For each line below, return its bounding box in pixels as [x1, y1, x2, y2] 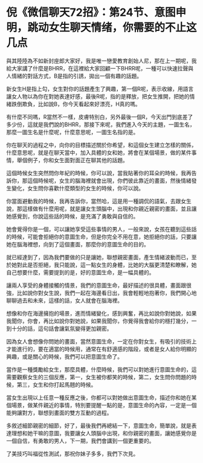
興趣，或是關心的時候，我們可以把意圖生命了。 [6, 353, 123, 360]
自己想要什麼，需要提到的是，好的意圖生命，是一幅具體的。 [6, 268, 155, 276]
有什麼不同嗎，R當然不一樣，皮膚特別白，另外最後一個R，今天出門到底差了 [6, 113, 193, 120]
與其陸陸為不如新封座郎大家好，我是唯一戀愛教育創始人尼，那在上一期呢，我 [6, 57, 197, 64]
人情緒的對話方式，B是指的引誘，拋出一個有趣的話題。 [6, 72, 143, 79]
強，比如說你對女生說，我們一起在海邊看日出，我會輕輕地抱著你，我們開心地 [6, 289, 197, 296]
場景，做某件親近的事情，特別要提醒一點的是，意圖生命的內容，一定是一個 [11, 401, 197, 408]
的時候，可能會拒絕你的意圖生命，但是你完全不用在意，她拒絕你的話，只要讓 [6, 233, 197, 240]
